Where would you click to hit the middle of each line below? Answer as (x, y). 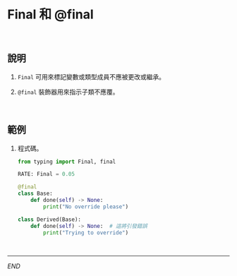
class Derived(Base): (49, 220)
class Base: (35, 194)
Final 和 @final (50, 14)
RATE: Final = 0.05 (46, 174)
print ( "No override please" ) (86, 206)
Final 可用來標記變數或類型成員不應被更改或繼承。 (91, 77)
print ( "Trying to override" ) (86, 233)
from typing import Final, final (67, 162)
